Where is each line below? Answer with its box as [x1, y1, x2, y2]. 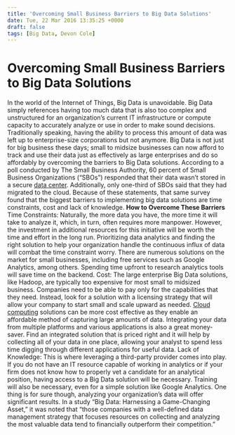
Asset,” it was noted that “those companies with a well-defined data [7, 405, 203, 414]
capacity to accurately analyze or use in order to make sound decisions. [7, 121, 216, 130]
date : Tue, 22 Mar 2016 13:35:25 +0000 [7, 17, 124, 24]
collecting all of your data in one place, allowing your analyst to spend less [7, 338, 223, 346]
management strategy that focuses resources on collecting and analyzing [7, 412, 220, 421]
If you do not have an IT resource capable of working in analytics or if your [7, 360, 223, 369]
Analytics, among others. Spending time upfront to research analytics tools [7, 263, 224, 272]
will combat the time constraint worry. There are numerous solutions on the [7, 248, 225, 257]
